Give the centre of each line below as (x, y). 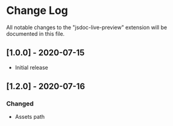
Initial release (31, 67)
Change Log (37, 11)
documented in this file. (36, 33)
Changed (20, 104)
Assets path (30, 117)
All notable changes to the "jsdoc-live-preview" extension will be (87, 27)
